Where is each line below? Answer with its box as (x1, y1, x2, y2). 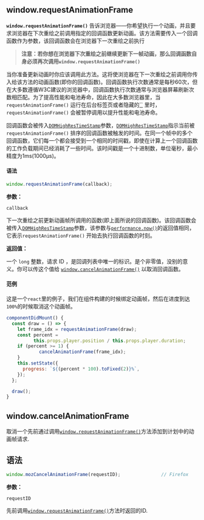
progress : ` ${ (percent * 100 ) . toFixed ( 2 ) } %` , (22, 366, 140, 372)
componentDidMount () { (6, 315, 64, 321)
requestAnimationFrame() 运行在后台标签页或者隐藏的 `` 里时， (6, 101, 161, 109)
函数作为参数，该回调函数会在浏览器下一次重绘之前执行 (6, 37, 144, 45)
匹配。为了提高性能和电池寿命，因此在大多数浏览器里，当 (16, 93, 161, 101)
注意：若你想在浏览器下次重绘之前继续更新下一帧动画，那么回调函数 (21, 50, 192, 57)
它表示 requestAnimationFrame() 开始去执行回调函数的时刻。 (6, 232, 156, 239)
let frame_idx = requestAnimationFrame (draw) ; (17, 326, 137, 332)
